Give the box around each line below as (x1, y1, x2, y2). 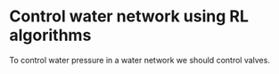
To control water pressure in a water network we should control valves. (9, 54, 270, 65)
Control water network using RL (9, 6, 250, 27)
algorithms (9, 25, 92, 45)
